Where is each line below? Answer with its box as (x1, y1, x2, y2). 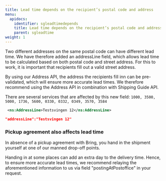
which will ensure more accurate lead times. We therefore (26, 79, 144, 85)
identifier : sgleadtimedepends (14, 21, 79, 26)
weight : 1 (5, 35, 26, 40)
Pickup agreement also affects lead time (5, 128, 104, 135)
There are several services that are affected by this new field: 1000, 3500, (5, 93, 156, 99)
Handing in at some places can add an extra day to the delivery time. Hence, (5, 154, 161, 160)
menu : (5, 12, 16, 17)
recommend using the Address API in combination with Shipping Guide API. (5, 84, 159, 90)
